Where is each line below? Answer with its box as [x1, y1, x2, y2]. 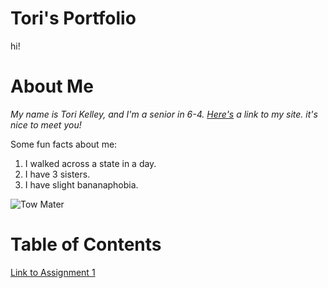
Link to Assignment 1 [10, 266, 96, 278]
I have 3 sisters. [24, 168, 91, 180]
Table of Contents [10, 233, 162, 256]
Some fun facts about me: [10, 138, 118, 150]
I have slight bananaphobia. [24, 178, 139, 191]
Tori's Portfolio [10, 7, 137, 30]
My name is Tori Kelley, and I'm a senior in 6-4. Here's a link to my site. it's [10, 108, 318, 120]
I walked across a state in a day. [24, 157, 157, 169]
